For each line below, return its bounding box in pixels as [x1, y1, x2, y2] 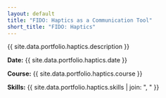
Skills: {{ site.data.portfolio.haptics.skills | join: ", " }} [7, 83, 160, 92]
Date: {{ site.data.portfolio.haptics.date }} [7, 56, 128, 64]
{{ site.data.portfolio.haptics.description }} [7, 43, 130, 51]
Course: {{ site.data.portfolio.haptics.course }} [7, 69, 143, 78]
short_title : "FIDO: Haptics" [7, 23, 96, 30]
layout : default [7, 10, 55, 17]
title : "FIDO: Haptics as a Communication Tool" [7, 17, 153, 24]
